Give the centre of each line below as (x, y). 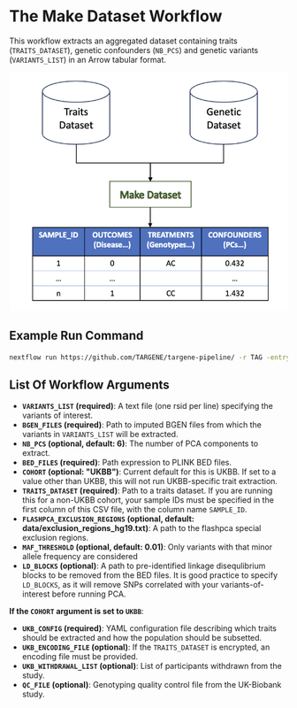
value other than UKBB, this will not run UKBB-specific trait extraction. (150, 481)
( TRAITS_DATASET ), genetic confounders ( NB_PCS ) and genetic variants (134, 50)
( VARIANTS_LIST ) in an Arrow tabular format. (88, 59)
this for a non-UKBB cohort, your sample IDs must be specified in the (148, 500)
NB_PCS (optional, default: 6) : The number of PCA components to (140, 443)
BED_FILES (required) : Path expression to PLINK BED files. (127, 463)
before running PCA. (89, 594)
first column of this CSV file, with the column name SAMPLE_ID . (134, 510)
